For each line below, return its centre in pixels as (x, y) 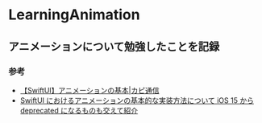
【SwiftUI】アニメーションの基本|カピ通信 (89, 90)
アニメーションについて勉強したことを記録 (114, 46)
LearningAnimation (74, 15)
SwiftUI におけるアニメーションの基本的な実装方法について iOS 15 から (137, 100)
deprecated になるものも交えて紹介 (79, 110)
